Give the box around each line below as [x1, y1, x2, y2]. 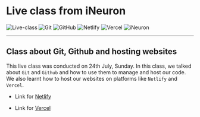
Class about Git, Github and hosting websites [6, 46, 177, 57]
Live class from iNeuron [6, 4, 126, 18]
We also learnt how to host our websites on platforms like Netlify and [6, 75, 177, 82]
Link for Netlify [14, 93, 52, 100]
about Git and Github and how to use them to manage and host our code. [6, 68, 186, 75]
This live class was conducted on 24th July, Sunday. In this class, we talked [6, 62, 192, 69]
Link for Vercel [14, 104, 51, 111]
